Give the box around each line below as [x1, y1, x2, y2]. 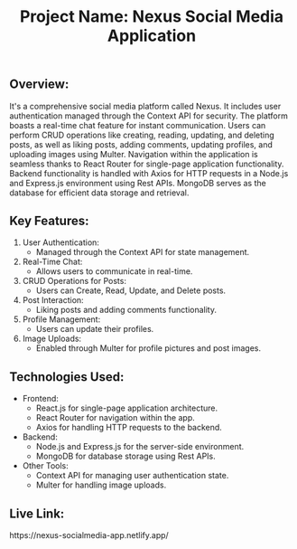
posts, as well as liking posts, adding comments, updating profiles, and [9, 138, 274, 150]
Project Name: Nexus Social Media [19, 6, 284, 27]
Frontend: [22, 393, 59, 404]
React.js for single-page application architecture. [35, 402, 218, 413]
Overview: [9, 77, 70, 92]
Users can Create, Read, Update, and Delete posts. [35, 285, 227, 296]
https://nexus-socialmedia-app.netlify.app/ [9, 530, 169, 541]
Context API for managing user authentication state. [35, 470, 229, 481]
